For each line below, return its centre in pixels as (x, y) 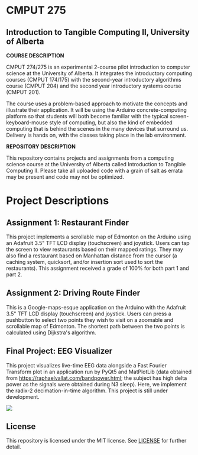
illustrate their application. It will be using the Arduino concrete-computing (97, 110)
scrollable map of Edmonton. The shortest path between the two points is (95, 326)
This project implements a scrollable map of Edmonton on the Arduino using (98, 237)
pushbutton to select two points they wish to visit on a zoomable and (90, 320)
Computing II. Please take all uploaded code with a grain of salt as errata (95, 170)
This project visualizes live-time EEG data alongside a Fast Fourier (87, 365)
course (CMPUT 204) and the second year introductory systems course (94, 86)
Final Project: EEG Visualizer (59, 351)
